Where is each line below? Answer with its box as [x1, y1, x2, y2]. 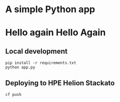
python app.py [5, 65, 36, 70]
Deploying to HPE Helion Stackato [5, 79, 115, 87]
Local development [5, 47, 68, 55]
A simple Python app [5, 4, 95, 15]
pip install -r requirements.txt [5, 60, 77, 65]
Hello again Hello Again [5, 27, 106, 39]
